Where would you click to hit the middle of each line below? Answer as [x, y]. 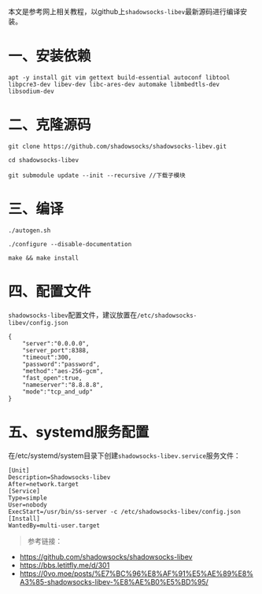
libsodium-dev [31, 91]
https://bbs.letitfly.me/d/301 [65, 565]
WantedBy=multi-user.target [54, 526]
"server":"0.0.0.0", [56, 343]
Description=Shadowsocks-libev [59, 477]
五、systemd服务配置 [79, 432]
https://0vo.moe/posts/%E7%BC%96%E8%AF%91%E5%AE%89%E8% [137, 574]
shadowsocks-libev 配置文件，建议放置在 [73, 315]
